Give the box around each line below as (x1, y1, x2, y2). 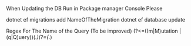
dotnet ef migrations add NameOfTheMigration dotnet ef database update (6, 16, 186, 23)
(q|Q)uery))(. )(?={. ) (6, 34, 52, 40)
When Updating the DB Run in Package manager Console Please (6, 5, 163, 12)
